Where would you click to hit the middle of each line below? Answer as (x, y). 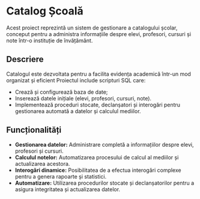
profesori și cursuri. (39, 151)
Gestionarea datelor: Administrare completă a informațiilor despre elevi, (104, 144)
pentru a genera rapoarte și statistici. (61, 176)
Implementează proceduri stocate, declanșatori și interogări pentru (98, 105)
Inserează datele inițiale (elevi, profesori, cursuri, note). (83, 98)
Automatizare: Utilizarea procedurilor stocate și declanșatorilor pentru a (105, 183)
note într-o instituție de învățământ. (50, 40)
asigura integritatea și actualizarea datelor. (68, 189)
